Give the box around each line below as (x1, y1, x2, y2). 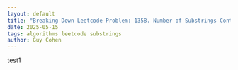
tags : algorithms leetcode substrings (7, 30, 122, 37)
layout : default (7, 10, 55, 18)
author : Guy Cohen (7, 37, 62, 44)
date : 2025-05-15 (7, 23, 59, 30)
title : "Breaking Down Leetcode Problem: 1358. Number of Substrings (7, 17, 217, 24)
